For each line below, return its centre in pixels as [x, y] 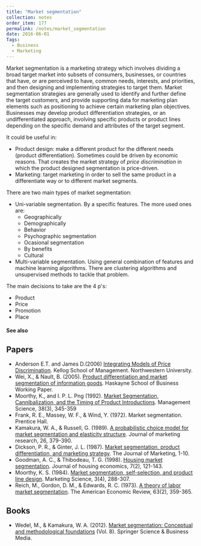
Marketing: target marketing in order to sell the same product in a [95, 174]
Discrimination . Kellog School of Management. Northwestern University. [104, 370]
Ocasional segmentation [54, 242]
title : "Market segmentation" [44, 12]
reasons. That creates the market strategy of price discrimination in [98, 161]
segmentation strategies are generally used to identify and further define [96, 93]
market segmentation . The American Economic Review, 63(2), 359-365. [104, 492]
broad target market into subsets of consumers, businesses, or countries [96, 74]
